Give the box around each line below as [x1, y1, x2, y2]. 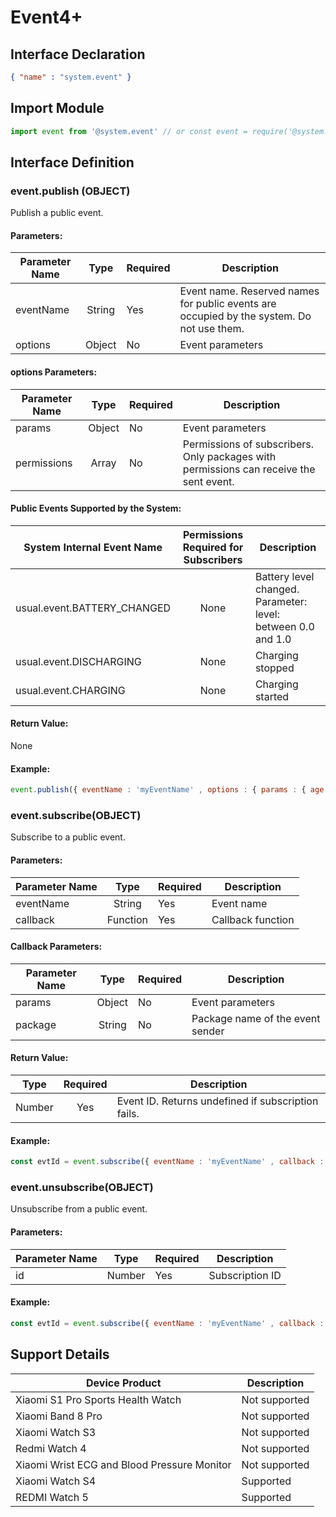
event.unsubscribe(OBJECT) [10, 1181, 154, 1195]
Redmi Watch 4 [15, 1441, 87, 1455]
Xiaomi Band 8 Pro [15, 1409, 103, 1423]
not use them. [179, 322, 245, 336]
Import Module [10, 100, 105, 117]
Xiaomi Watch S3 [15, 1425, 97, 1439]
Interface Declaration [10, 46, 146, 63]
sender [191, 1024, 225, 1038]
